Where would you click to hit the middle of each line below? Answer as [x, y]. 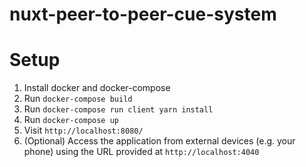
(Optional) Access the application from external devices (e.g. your [159, 141]
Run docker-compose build [78, 99]
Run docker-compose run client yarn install [118, 109]
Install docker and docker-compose [97, 88]
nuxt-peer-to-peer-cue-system [143, 14]
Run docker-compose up [71, 120]
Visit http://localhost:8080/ [83, 130]
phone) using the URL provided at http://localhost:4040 [141, 152]
